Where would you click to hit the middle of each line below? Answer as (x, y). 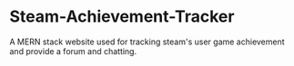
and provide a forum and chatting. (73, 51)
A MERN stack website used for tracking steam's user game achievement (147, 42)
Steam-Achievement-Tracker (122, 17)
